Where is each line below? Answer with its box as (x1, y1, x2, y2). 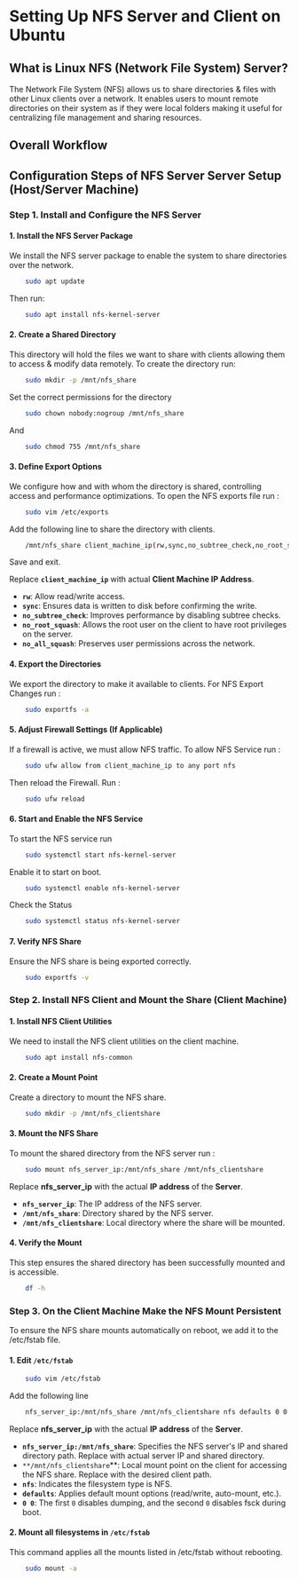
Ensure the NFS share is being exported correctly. (9, 956, 192, 967)
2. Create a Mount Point (9, 1071, 98, 1082)
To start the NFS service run (9, 833, 113, 844)
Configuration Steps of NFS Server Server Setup (9, 168, 282, 183)
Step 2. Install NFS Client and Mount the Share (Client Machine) (9, 994, 287, 1007)
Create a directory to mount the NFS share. (9, 1092, 167, 1102)
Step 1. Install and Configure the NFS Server (9, 209, 202, 221)
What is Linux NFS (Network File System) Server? (9, 60, 288, 75)
